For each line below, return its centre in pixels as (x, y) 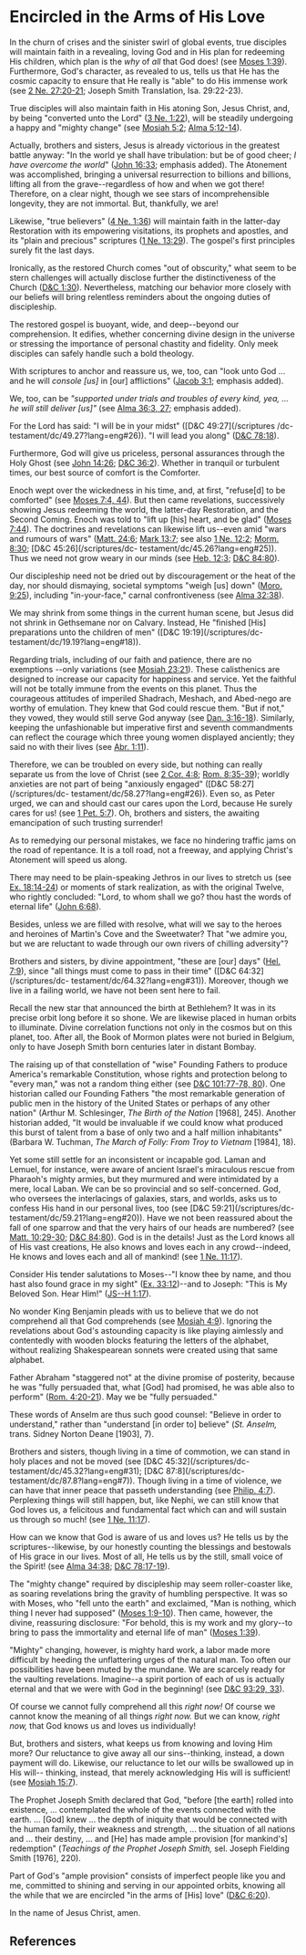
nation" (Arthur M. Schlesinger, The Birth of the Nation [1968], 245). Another (153, 1113)
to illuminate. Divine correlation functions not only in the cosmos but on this (151, 1027)
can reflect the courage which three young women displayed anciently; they (152, 737)
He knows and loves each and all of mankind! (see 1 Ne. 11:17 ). (126, 1256)
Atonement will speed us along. (68, 859)
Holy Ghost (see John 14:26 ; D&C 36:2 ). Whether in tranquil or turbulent (144, 463)
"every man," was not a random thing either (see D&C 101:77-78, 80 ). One (148, 1084)
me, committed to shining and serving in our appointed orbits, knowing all (148, 1885)
